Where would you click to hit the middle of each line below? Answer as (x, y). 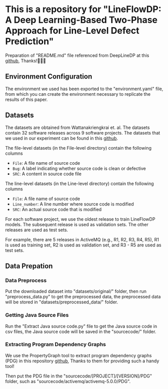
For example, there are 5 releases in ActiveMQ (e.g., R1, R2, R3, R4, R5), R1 (82, 239)
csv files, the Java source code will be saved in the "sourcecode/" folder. (81, 332)
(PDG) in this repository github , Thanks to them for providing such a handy (82, 361)
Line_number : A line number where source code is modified (73, 204)
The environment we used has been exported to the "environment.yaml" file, (84, 89)
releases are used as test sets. (37, 230)
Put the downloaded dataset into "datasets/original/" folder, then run (76, 291)
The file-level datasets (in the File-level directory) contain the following (78, 148)
